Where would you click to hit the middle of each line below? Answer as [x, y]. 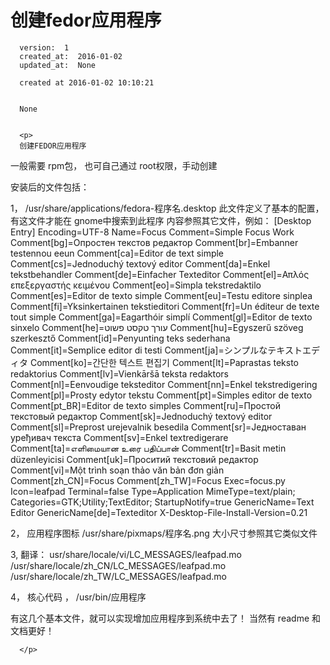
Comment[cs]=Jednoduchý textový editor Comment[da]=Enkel [140, 263]
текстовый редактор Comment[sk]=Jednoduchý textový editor [141, 416]
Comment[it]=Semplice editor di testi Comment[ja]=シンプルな [139, 350]
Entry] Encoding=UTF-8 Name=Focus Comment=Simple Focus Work [152, 232]
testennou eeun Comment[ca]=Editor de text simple [117, 253]
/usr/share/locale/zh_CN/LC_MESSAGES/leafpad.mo [118, 565]
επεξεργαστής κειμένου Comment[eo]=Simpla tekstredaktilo [136, 285]
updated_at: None [58, 65]
